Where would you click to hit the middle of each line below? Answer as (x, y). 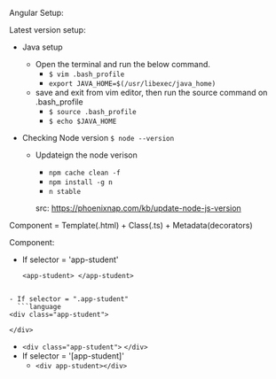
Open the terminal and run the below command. (123, 64)
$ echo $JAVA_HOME (83, 121)
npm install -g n (80, 182)
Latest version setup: (47, 30)
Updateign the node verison (86, 155)
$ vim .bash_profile (87, 74)
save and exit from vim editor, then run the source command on (151, 93)
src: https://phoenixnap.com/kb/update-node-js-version (138, 208)
